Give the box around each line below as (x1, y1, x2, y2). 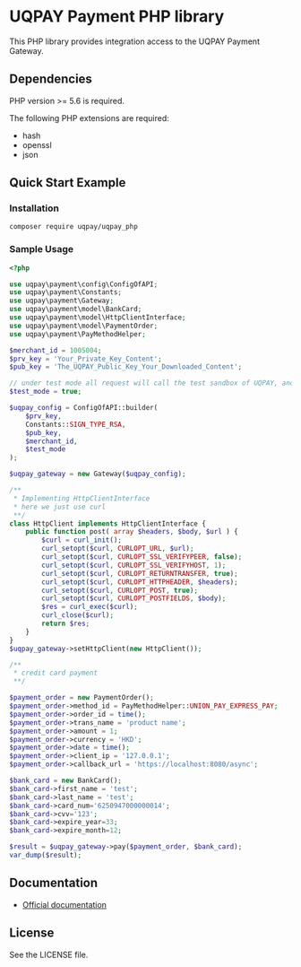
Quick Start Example (9, 175, 126, 190)
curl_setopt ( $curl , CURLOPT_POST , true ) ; (41, 586, 199, 595)
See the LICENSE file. (9, 949, 89, 960)
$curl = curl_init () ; (41, 536, 123, 544)
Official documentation (21, 899, 107, 910)
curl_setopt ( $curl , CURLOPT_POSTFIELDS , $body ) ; (41, 594, 227, 603)
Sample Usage (9, 243, 74, 256)
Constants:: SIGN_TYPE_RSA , (25, 420, 126, 429)
